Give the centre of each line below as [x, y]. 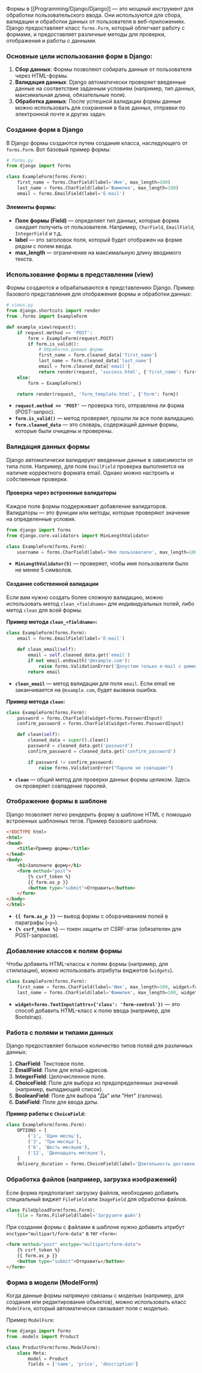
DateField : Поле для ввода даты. [57, 1102]
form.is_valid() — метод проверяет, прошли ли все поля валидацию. [105, 419]
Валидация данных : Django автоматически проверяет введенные [100, 82]
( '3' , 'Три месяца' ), [55, 1141]
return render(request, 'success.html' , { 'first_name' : [110, 372]
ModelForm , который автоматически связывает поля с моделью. [88, 1309]
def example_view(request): [41, 327]
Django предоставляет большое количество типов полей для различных [99, 1046]
